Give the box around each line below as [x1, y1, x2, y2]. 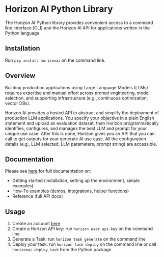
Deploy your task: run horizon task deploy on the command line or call [12, 241, 156, 247]
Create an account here [12, 221, 60, 227]
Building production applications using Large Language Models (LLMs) [5, 84, 148, 90]
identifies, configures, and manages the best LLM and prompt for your [5, 125, 147, 131]
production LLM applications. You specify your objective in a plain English [5, 115, 155, 121]
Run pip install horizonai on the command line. [5, 57, 106, 63]
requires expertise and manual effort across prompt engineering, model [5, 90, 150, 96]
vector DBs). [5, 100, 30, 106]
